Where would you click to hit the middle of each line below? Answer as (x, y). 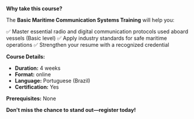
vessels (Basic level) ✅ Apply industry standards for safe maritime (87, 38)
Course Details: (26, 57)
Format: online (33, 74)
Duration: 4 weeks (38, 68)
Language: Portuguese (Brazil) (52, 81)
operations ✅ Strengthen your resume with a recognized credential (88, 45)
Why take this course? (34, 9)
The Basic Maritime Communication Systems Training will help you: (90, 20)
